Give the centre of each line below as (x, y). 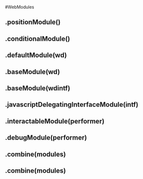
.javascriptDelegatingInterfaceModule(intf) (72, 105)
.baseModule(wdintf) (38, 88)
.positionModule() (33, 22)
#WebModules (20, 7)
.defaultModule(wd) (36, 55)
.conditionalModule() (38, 39)
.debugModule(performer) (46, 138)
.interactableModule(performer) (55, 121)
